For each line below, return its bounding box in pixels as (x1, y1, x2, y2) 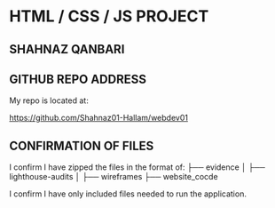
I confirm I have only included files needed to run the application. (9, 188, 247, 199)
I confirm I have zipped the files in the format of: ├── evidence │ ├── (9, 162, 266, 172)
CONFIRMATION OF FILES (9, 138, 154, 153)
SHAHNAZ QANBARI (9, 42, 125, 57)
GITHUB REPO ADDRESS (9, 71, 146, 86)
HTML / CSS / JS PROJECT (9, 6, 209, 27)
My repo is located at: (9, 95, 89, 106)
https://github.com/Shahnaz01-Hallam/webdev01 (9, 113, 189, 124)
